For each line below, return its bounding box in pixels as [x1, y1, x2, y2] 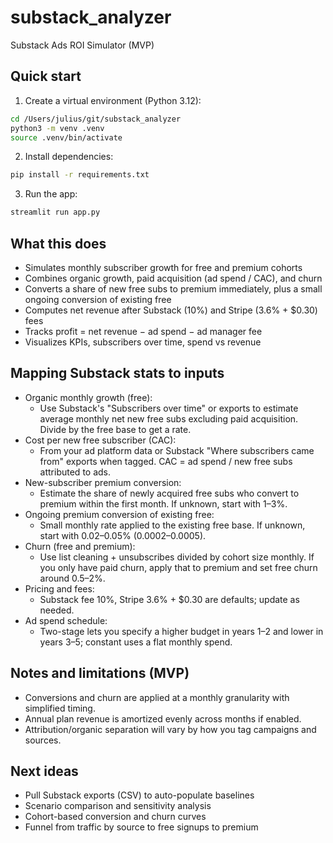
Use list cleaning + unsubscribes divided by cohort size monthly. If [39, 551, 315, 563]
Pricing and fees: [24, 582, 95, 595]
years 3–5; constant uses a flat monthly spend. [39, 636, 233, 648]
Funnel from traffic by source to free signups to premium [24, 821, 259, 833]
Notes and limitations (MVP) [10, 665, 190, 682]
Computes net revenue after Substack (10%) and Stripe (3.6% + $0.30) [24, 304, 318, 316]
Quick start [10, 68, 82, 85]
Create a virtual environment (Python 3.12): [24, 94, 202, 106]
